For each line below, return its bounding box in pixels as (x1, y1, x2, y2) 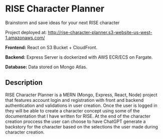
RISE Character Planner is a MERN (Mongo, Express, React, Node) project (5, 91, 157, 98)
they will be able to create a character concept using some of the (5, 107, 140, 113)
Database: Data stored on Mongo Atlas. (5, 64, 88, 70)
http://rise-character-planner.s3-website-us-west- (47, 29, 152, 35)
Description (5, 78, 43, 87)
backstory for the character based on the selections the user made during (5, 123, 158, 129)
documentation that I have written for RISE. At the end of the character (5, 113, 151, 119)
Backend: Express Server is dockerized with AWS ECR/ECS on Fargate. (5, 54, 153, 60)
